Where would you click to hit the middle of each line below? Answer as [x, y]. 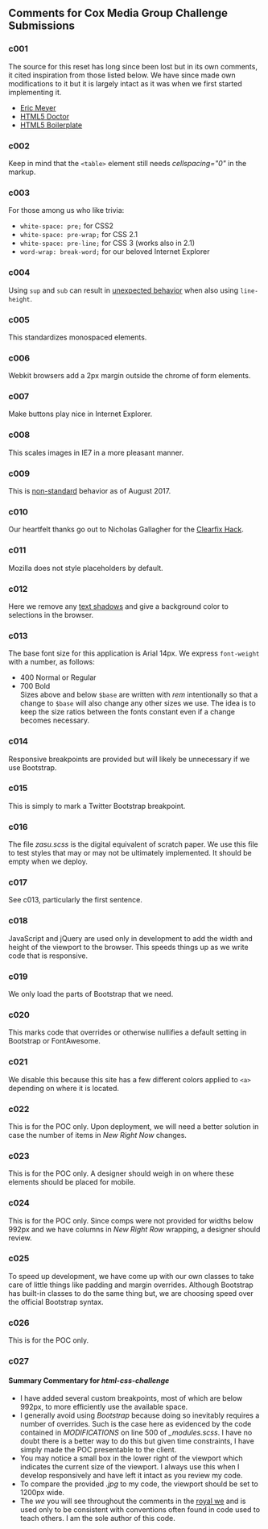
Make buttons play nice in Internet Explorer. [80, 414]
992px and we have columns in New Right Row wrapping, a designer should [134, 1229]
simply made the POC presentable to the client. [98, 1450]
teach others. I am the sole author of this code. [97, 1519]
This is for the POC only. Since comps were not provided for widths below [131, 1220]
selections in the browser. [51, 615]
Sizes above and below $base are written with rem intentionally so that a [139, 695]
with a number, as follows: [52, 662]
